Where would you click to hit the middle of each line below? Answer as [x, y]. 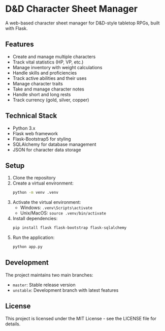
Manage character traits [38, 83]
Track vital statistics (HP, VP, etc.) [48, 62]
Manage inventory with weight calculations [57, 67]
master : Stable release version [44, 285]
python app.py [27, 247]
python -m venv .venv [35, 193]
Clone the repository [34, 178]
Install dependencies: [35, 219]
